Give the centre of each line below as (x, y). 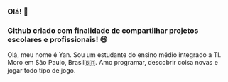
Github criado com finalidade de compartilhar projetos (103, 30)
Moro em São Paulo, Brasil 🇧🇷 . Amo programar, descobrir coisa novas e (113, 63)
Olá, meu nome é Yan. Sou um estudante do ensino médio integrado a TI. (114, 55)
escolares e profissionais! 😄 (58, 39)
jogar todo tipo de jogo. (42, 71)
